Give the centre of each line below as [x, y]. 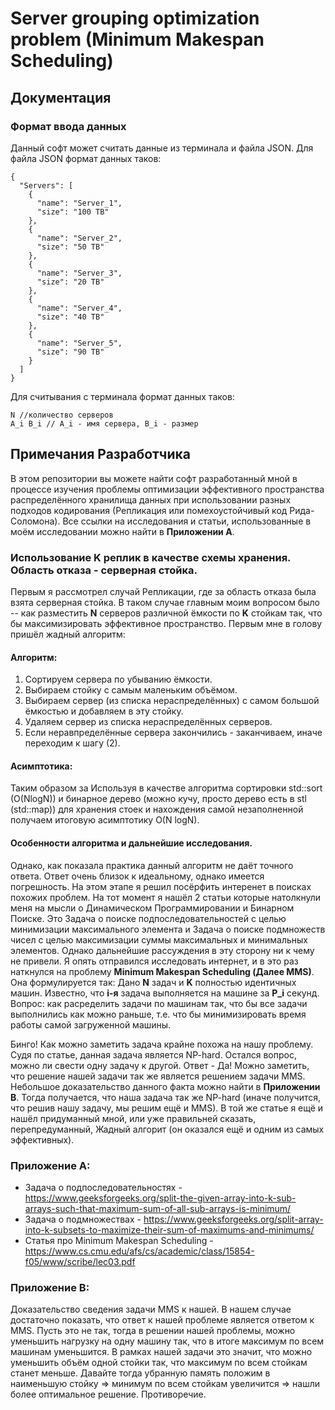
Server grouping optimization [135, 18]
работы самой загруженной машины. [91, 1024]
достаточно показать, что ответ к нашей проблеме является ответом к [162, 1320]
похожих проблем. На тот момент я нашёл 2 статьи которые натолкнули [165, 897]
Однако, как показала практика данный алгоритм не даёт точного [152, 865]
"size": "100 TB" [73, 212]
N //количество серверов [62, 415]
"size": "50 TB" [70, 247]
